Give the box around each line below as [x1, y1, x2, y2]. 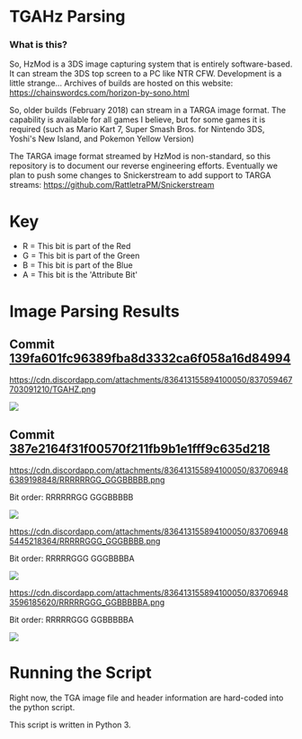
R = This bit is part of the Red [22, 241, 131, 252]
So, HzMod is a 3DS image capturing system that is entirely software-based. [9, 58, 293, 69]
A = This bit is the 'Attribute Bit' [22, 270, 138, 280]
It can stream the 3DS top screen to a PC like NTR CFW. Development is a [9, 68, 282, 79]
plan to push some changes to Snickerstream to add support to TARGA [9, 170, 271, 181]
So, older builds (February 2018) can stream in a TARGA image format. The [9, 105, 286, 116]
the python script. [9, 702, 75, 713]
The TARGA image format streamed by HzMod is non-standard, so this [9, 151, 271, 162]
